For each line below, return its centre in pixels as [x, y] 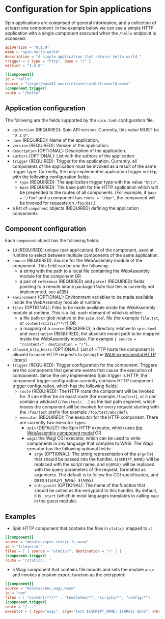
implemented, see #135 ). [44, 292]
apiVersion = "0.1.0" [27, 47]
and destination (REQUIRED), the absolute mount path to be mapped [89, 334]
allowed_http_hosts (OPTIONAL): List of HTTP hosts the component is [83, 349]
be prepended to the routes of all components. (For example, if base [88, 192]
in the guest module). [56, 501]
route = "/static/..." [28, 560]
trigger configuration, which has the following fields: [65, 386]
